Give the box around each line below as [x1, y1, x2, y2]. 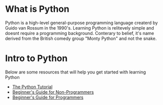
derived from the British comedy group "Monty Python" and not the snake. [5, 35, 157, 41]
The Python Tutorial [12, 84, 53, 90]
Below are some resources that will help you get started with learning [5, 69, 146, 75]
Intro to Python [5, 53, 68, 64]
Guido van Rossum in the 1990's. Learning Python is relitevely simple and [5, 25, 154, 31]
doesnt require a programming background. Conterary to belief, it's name [5, 30, 154, 36]
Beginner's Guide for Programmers [12, 94, 84, 100]
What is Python [5, 3, 70, 15]
